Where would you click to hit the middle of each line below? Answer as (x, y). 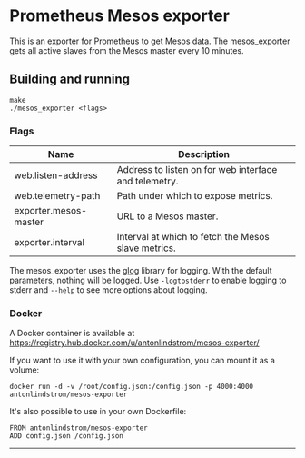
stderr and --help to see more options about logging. (108, 290)
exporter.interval (49, 243)
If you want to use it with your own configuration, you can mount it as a (142, 361)
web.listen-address (56, 175)
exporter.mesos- (51, 211)
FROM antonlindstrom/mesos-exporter (79, 428)
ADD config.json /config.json (67, 436)
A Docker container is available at (72, 334)
